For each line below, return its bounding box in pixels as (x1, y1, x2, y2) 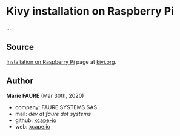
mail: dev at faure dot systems (15, 110, 92, 117)
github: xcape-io (15, 117, 56, 124)
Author (6, 76, 33, 86)
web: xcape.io (15, 123, 50, 130)
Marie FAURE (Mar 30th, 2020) (6, 92, 84, 99)
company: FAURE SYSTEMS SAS (15, 103, 98, 110)
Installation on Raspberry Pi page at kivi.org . (6, 58, 117, 65)
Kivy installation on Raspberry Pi (6, 4, 175, 18)
